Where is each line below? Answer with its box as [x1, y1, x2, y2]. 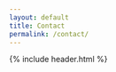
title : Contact [9, 21, 66, 30]
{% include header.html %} [9, 54, 108, 65]
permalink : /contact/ [9, 29, 89, 38]
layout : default [9, 12, 69, 22]
